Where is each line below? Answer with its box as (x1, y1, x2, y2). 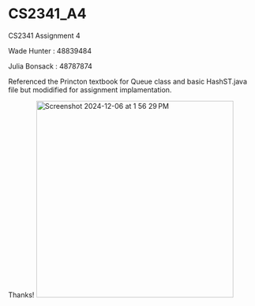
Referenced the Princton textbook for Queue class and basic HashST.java (8, 76, 247, 86)
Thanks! (8, 289, 35, 300)
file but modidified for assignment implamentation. (8, 84, 172, 95)
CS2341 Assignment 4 (8, 31, 81, 40)
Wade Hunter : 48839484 (8, 46, 92, 55)
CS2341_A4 (8, 5, 87, 23)
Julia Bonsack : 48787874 (8, 61, 93, 71)
